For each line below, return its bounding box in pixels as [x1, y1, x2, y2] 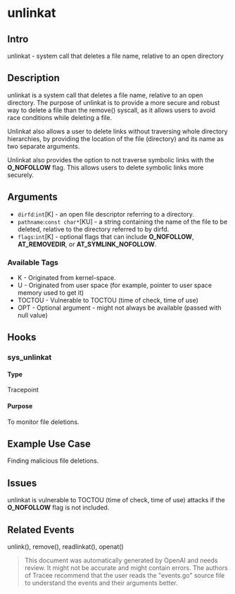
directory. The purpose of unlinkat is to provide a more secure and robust [7, 98, 220, 107]
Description [7, 72, 60, 84]
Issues [7, 477, 37, 489]
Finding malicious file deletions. [7, 456, 99, 465]
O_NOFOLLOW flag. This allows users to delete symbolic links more [7, 163, 204, 171]
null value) [17, 310, 48, 319]
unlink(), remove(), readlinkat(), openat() [7, 543, 125, 551]
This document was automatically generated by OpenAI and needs [24, 556, 218, 565]
